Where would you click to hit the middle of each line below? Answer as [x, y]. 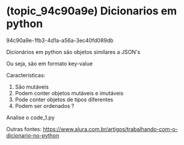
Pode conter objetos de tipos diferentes [64, 99]
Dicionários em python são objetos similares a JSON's [73, 52]
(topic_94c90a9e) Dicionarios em [92, 11]
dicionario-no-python [33, 135]
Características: [26, 75]
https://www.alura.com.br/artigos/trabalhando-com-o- [111, 129]
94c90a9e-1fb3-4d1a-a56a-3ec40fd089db [60, 40]
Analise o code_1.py [31, 117]
